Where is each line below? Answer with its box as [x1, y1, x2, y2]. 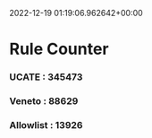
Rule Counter [9, 39, 109, 59]
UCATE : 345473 [9, 71, 83, 83]
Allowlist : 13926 [9, 118, 83, 131]
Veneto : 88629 [9, 95, 79, 108]
